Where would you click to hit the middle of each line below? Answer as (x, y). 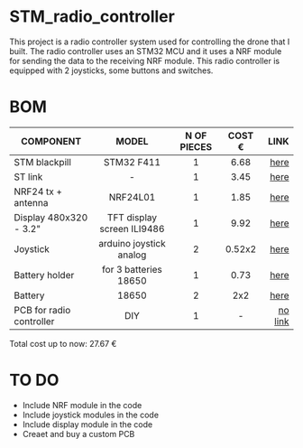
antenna (31, 202)
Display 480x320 (51, 217)
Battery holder (44, 275)
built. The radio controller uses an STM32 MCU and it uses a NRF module (146, 51)
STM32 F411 (132, 162)
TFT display (132, 217)
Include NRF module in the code (82, 405)
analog (132, 255)
